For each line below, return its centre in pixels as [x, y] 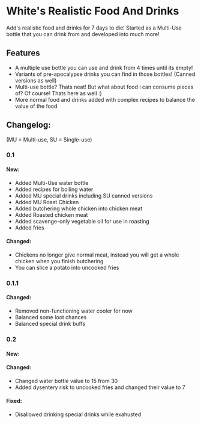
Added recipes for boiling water [54, 189]
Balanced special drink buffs [50, 324]
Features [23, 53]
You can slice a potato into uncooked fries [67, 267]
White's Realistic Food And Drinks [93, 11]
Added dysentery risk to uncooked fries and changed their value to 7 [100, 387]
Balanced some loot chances [51, 317]
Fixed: [14, 401]
